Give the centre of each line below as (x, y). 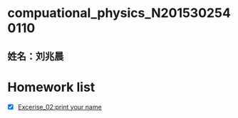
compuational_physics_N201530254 (119, 13)
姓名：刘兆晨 (36, 56)
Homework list (51, 87)
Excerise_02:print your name (59, 107)
